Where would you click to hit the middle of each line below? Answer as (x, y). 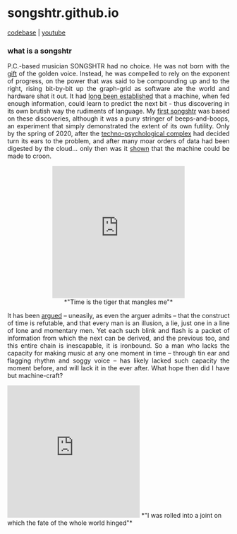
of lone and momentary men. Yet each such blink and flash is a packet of (119, 331)
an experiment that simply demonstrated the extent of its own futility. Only (119, 126)
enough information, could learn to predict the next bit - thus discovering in (119, 104)
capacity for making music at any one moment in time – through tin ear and (119, 353)
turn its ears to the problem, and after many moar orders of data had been (119, 141)
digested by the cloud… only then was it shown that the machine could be (119, 149)
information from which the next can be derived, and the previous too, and (119, 338)
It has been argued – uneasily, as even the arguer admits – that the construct (119, 316)
